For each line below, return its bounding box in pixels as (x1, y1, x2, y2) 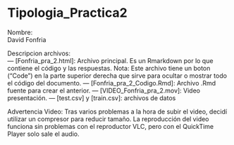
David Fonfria (7, 35, 47, 43)
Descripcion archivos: (7, 49, 70, 57)
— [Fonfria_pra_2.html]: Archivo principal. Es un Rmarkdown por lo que (7, 56, 214, 64)
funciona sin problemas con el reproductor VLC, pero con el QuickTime (7, 122, 214, 130)
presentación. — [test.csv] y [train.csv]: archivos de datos (7, 93, 176, 102)
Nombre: (7, 28, 33, 36)
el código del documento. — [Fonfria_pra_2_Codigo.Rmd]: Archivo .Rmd (7, 78, 216, 87)
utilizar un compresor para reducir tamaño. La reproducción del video (7, 114, 209, 123)
